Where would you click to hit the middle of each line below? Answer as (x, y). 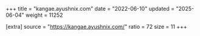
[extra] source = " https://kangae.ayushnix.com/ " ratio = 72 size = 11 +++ (97, 27)
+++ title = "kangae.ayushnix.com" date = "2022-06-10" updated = (90, 9)
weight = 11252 (44, 15)
